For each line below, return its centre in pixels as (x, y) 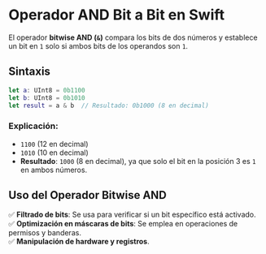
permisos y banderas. (45, 233)
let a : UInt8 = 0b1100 (47, 90)
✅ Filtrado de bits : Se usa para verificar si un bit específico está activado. (132, 215)
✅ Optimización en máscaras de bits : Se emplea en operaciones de (123, 224)
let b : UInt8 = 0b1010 (47, 98)
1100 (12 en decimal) (54, 144)
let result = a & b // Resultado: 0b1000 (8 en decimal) (109, 105)
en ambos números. (54, 170)
